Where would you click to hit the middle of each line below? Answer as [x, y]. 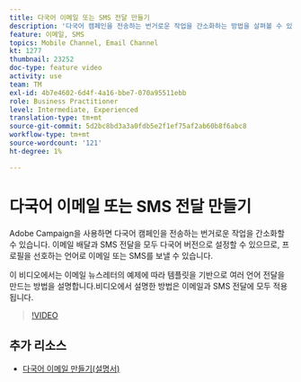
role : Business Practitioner [64, 101]
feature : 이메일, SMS [47, 34]
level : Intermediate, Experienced [74, 110]
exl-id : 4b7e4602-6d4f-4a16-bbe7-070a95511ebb [98, 93]
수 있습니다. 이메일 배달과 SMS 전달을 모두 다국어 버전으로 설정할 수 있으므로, [145, 244]
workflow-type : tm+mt [50, 135]
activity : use [36, 76]
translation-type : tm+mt [56, 118]
